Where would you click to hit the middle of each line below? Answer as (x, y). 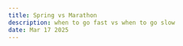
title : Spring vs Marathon (53, 15)
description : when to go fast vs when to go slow (92, 23)
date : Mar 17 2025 (38, 30)
